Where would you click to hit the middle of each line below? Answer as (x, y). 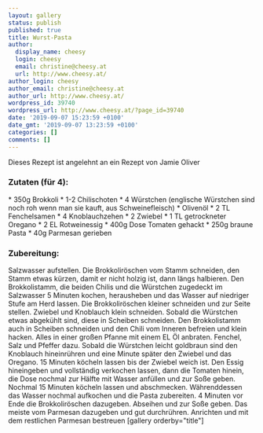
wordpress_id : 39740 (42, 103)
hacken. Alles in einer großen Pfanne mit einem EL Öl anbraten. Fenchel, (125, 337)
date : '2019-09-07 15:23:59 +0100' (66, 118)
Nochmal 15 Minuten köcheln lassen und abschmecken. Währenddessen (125, 387)
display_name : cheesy (51, 52)
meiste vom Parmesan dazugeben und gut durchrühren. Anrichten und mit (128, 413)
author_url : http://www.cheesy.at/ (66, 96)
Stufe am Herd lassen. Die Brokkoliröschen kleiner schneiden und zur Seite (130, 304)
